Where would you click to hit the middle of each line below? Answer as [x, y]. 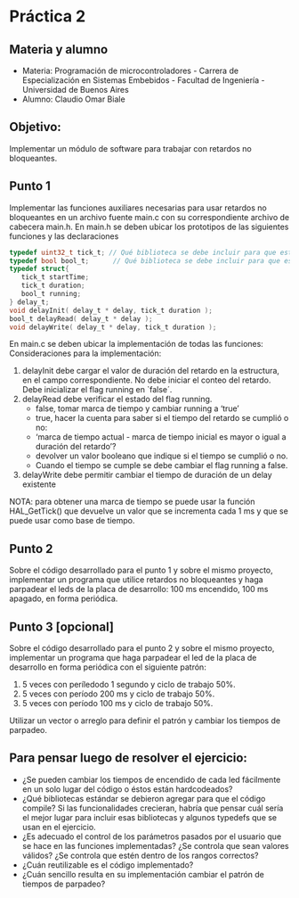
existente [39, 484]
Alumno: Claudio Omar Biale [74, 99]
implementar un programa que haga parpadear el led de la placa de [133, 658]
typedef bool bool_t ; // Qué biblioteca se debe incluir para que [145, 260]
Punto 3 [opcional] [61, 626]
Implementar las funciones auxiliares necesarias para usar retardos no [138, 208]
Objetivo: [36, 127]
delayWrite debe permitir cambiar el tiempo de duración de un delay [147, 475]
